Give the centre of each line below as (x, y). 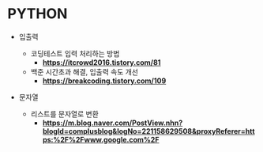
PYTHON (38, 14)
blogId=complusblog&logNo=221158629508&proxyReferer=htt (148, 131)
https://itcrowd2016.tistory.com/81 (101, 62)
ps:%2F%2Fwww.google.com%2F (101, 139)
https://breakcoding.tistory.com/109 (104, 81)
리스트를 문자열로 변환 (65, 114)
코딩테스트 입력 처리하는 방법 (75, 53)
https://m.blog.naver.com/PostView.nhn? (113, 123)
